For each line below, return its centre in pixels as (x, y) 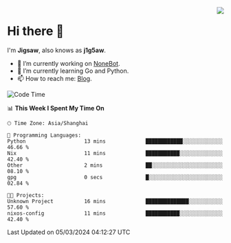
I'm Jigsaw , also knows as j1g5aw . (57, 50)
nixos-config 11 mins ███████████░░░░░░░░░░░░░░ (115, 213)
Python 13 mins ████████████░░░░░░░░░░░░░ (115, 141)
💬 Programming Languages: (44, 135)
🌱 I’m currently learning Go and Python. (73, 71)
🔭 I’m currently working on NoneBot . (68, 63)
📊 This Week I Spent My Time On (56, 108)
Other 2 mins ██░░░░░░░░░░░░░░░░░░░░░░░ (115, 165)
